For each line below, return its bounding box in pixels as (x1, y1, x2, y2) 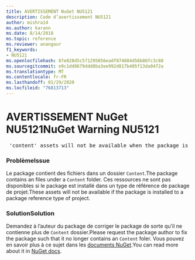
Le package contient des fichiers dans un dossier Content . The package (6, 170, 178, 177)
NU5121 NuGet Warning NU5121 (6, 123, 159, 136)
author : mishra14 (6, 19, 49, 25)
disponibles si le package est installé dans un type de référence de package (6, 183, 190, 190)
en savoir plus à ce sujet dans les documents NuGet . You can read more (6, 241, 179, 248)
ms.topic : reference (6, 36, 57, 42)
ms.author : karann (6, 25, 51, 31)
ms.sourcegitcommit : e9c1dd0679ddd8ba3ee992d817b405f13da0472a (6, 63, 164, 69)
